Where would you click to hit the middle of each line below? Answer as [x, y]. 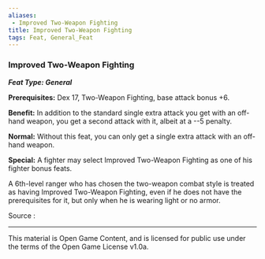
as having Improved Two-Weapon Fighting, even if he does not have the [125, 192]
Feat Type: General [40, 82]
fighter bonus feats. [40, 168]
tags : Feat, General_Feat [50, 37]
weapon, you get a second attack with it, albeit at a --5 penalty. [129, 121]
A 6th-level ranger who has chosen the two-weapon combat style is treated [131, 183]
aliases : [22, 15]
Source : [22, 215]
